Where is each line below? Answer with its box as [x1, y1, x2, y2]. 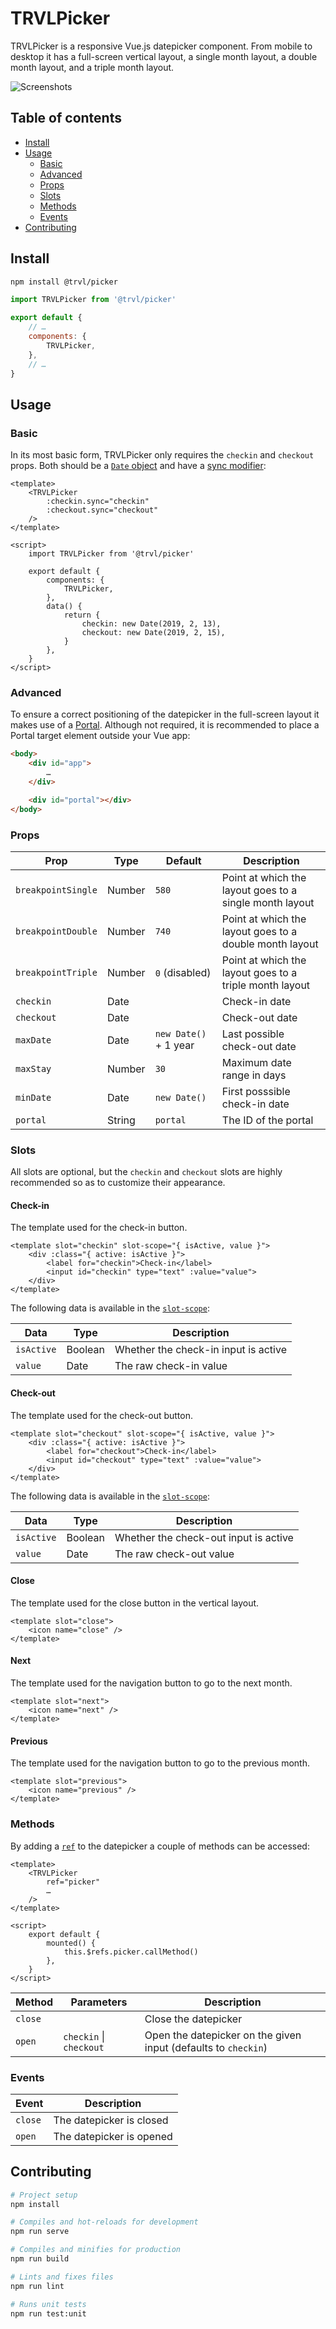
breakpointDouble [15, 925, 98, 937]
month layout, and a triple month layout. [10, 61, 175, 73]
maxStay [15, 1063, 52, 1074]
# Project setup [10, 2190, 78, 2200]
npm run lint [10, 2281, 65, 2291]
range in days [221, 1068, 287, 1082]
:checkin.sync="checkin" [46, 497, 150, 507]
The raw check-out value [114, 1547, 235, 1561]
